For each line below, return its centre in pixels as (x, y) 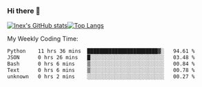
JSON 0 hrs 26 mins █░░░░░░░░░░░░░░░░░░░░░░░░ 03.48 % (101, 58)
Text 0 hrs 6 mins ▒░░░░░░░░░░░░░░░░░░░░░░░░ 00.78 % (101, 70)
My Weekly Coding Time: (43, 39)
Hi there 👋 (24, 11)
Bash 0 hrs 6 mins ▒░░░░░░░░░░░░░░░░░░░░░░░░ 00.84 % (101, 64)
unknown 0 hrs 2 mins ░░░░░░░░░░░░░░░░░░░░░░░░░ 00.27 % (101, 76)
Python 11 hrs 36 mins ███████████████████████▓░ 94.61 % (101, 51)
